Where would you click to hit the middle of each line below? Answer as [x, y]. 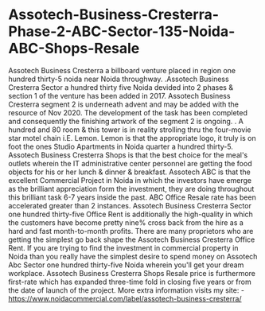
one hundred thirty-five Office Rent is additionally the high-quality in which [131, 214]
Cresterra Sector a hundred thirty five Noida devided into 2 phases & [121, 87]
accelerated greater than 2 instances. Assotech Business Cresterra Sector [130, 205]
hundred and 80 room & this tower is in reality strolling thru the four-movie [130, 130]
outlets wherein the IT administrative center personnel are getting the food [130, 163]
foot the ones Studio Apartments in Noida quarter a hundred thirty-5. [121, 146]
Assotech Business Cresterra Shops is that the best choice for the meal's [128, 155]
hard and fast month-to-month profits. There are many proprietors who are [131, 231]
